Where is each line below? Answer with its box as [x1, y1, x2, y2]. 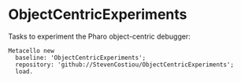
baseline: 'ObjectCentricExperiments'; [15, 54, 146, 61]
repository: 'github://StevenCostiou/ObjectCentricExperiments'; [15, 61, 235, 69]
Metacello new [8, 47, 55, 54]
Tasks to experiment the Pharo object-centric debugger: [8, 32, 191, 41]
